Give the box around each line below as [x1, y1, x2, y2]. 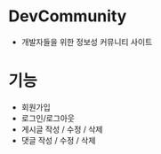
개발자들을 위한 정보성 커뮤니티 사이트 [20, 36, 153, 47]
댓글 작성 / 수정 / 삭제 [20, 135, 96, 145]
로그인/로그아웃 [20, 112, 76, 123]
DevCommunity [8, 6, 127, 27]
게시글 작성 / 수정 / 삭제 [20, 124, 103, 135]
